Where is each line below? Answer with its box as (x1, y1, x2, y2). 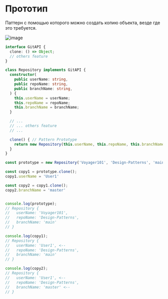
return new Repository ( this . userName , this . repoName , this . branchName (14, 142, 164, 147)
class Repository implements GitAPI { (5, 67, 86, 73)
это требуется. (5, 25, 37, 31)
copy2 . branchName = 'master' (5, 187, 66, 192)
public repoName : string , (14, 81, 68, 87)
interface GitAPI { (5, 44, 46, 49)
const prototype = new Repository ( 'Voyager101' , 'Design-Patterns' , (5, 160, 151, 165)
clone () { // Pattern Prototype (9, 137, 77, 142)
